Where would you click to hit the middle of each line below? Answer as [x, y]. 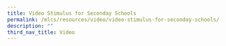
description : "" [30, 26]
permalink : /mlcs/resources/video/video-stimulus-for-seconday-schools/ [113, 20]
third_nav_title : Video [41, 32]
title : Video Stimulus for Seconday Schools [72, 13]
